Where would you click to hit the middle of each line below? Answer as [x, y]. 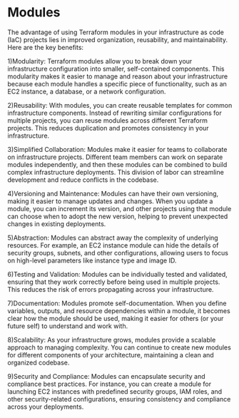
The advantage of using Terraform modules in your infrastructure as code [116, 32]
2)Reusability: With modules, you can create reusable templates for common [120, 105]
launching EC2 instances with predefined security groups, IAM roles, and [115, 391]
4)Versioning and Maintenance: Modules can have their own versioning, [113, 193]
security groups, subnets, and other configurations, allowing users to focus [118, 253]
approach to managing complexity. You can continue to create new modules [119, 347]
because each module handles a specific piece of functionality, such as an [117, 83]
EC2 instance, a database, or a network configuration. [87, 91]
